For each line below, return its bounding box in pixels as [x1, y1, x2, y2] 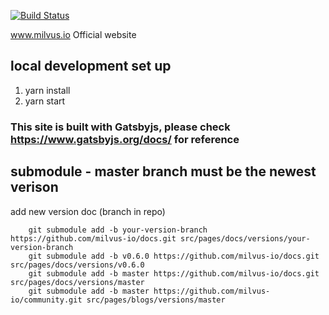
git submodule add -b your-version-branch [28, 225, 208, 235]
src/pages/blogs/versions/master [86, 295, 226, 305]
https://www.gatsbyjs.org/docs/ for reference [10, 132, 240, 146]
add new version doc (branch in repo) [10, 205, 166, 217]
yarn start [24, 95, 66, 107]
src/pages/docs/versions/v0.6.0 [10, 260, 145, 270]
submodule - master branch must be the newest [10, 163, 317, 180]
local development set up [10, 58, 172, 75]
